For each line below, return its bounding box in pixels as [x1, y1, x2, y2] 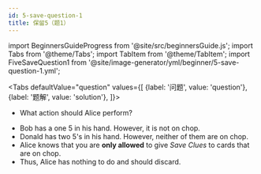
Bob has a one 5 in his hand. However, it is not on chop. [19, 123, 201, 133]
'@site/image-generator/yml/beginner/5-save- [88, 57, 240, 67]
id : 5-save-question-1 [8, 11, 83, 20]
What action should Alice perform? [19, 108, 132, 117]
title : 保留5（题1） [8, 19, 69, 27]
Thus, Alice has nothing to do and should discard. [19, 157, 181, 166]
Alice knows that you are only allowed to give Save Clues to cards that [19, 140, 250, 149]
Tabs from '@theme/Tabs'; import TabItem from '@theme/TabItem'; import [8, 49, 251, 59]
